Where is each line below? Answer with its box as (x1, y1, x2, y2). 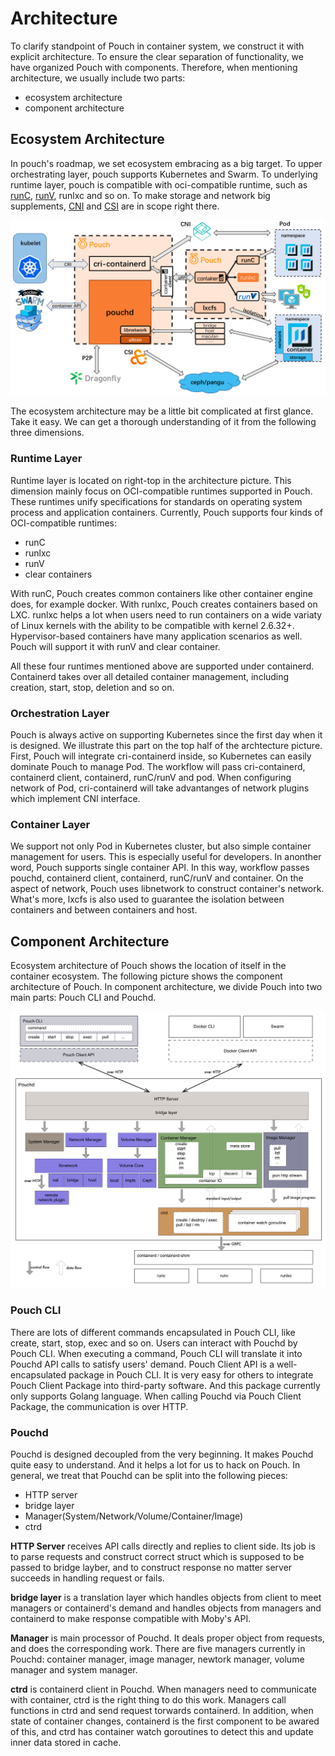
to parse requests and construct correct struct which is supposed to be (10, 1551, 305, 1563)
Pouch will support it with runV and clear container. (10, 640, 221, 652)
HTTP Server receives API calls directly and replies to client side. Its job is (10, 1540, 316, 1552)
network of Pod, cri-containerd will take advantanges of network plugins (10, 782, 310, 794)
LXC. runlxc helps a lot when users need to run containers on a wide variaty (10, 608, 323, 621)
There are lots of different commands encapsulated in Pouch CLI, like (10, 1326, 296, 1338)
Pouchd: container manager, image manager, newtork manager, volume (10, 1653, 305, 1666)
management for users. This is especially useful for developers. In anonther (10, 851, 322, 863)
